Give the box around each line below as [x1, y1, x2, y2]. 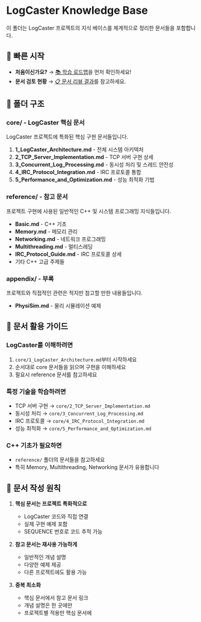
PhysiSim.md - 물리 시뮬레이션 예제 [14, 302, 101, 309]
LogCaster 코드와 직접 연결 [23, 513, 88, 520]
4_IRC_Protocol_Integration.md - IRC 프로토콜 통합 [14, 169, 141, 176]
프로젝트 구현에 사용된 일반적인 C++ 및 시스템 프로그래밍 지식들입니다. [6, 207, 172, 214]
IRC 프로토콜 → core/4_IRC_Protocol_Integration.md [14, 417, 144, 425]
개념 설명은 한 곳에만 [23, 602, 73, 609]
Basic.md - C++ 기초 [14, 220, 67, 228]
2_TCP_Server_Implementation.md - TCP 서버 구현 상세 [14, 154, 153, 161]
